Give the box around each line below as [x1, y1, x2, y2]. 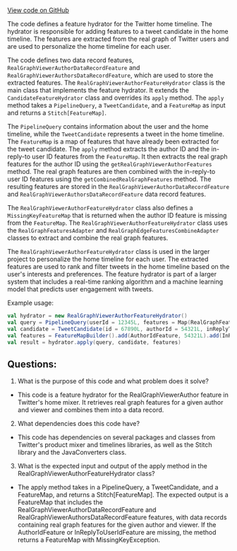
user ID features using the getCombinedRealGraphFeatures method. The [7, 175, 212, 183]
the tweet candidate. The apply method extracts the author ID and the [7, 145, 210, 153]
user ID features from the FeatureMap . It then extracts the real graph [31, 152, 228, 161]
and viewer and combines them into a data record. [17, 406, 164, 414]
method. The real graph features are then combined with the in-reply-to [7, 168, 216, 175]
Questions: [7, 358, 57, 370]
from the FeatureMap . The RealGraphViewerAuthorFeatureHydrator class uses [7, 219, 228, 227]
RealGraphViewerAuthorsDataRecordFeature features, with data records [17, 513, 227, 522]
